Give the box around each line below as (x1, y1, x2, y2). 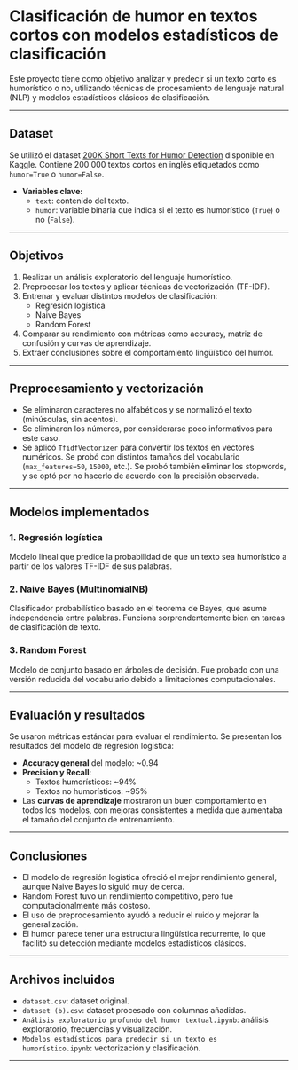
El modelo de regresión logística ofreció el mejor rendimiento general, (21, 872, 278, 883)
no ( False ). (35, 214, 75, 224)
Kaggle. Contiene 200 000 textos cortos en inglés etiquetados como (9, 159, 260, 169)
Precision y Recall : (21, 767, 92, 778)
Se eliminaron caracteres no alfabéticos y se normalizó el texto (21, 405, 253, 415)
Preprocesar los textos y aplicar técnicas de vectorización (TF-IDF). (21, 281, 271, 292)
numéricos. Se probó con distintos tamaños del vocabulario (21, 452, 240, 462)
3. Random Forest (9, 644, 87, 657)
